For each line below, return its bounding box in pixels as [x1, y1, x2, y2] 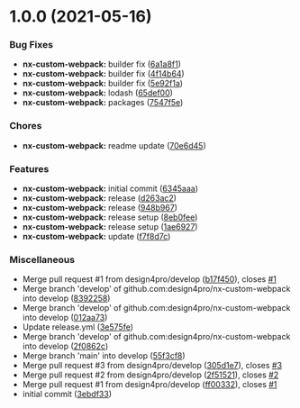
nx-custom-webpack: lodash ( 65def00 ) [22, 87, 174, 98]
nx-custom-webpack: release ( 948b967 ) [22, 203, 178, 213]
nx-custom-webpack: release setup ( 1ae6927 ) [22, 222, 198, 232]
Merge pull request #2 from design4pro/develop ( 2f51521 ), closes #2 [22, 369, 279, 380]
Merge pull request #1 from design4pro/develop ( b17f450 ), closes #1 [22, 274, 277, 285]
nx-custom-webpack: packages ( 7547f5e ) [22, 97, 184, 108]
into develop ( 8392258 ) [22, 293, 111, 304]
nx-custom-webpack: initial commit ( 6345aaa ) [22, 183, 199, 195]
